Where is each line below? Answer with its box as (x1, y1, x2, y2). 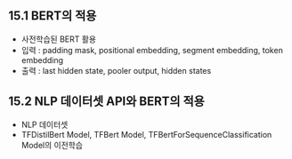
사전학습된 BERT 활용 (20, 34, 97, 44)
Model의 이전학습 (20, 139, 84, 150)
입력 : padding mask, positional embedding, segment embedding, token (20, 44, 284, 55)
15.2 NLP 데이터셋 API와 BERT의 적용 (8, 94, 206, 109)
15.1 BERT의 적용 (8, 8, 97, 24)
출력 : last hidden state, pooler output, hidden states (20, 65, 212, 76)
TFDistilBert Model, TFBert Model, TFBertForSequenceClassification (20, 129, 272, 139)
